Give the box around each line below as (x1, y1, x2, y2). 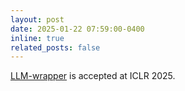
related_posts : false (10, 42, 101, 53)
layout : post (10, 14, 65, 25)
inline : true (10, 33, 65, 43)
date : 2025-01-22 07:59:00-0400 (10, 24, 145, 34)
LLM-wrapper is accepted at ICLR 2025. (10, 70, 176, 82)
